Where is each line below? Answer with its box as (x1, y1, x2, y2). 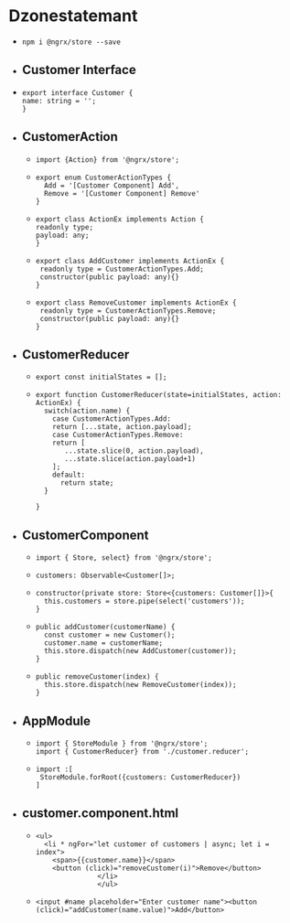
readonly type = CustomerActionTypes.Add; (39, 264, 205, 274)
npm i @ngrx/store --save (21, 38, 121, 47)
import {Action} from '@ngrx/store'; (35, 155, 180, 165)
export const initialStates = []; (35, 372, 167, 382)
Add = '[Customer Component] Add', (43, 180, 180, 190)
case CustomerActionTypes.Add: (52, 414, 171, 424)
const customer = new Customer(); (43, 630, 176, 640)
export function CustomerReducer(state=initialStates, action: (35, 391, 283, 400)
